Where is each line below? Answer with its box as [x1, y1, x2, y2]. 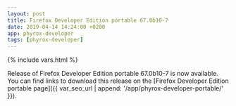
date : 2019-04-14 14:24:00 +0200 [7, 23, 106, 30]
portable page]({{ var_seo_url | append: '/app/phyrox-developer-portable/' [7, 84, 224, 93]
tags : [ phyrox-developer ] [7, 37, 83, 44]
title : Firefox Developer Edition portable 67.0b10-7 [7, 17, 169, 24]
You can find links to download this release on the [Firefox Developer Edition [7, 77, 229, 85]
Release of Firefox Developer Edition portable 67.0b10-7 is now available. [7, 69, 218, 78]
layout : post [7, 10, 46, 18]
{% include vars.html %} [7, 55, 79, 64]
